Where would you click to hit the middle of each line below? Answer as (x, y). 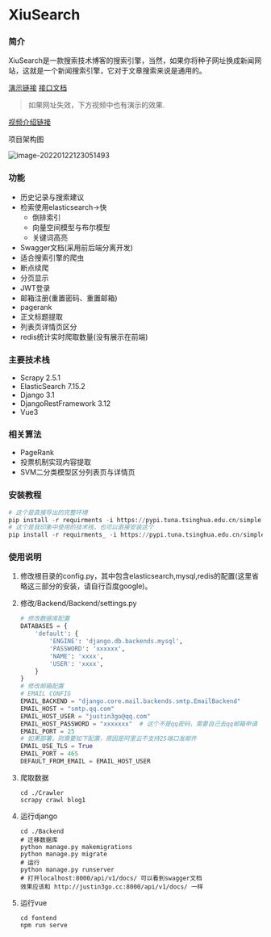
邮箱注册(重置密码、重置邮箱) (69, 298)
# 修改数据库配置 (45, 619)
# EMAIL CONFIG (46, 694)
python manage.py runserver (67, 869)
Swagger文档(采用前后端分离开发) (76, 247)
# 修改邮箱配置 (42, 686)
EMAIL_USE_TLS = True (56, 747)
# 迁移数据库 (39, 840)
